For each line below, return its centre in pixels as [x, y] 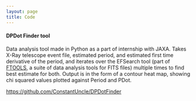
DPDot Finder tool [28, 36]
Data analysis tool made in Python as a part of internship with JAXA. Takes [96, 49]
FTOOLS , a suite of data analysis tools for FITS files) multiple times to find [95, 68]
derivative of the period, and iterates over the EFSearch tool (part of [88, 61]
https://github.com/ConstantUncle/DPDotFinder [64, 91]
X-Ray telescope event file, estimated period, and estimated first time [90, 55]
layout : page [22, 11]
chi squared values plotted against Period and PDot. [69, 80]
